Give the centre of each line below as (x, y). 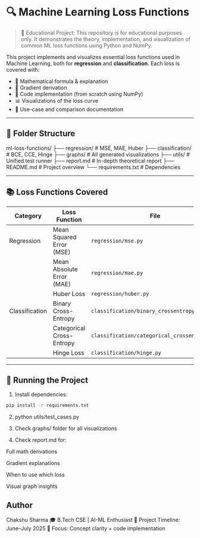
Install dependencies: (41, 395)
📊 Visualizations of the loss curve (57, 100)
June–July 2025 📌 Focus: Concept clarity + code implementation (86, 528)
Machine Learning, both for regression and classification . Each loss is (93, 63)
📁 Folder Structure (41, 133)
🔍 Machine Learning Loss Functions (98, 12)
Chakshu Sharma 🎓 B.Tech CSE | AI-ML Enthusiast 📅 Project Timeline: (93, 520)
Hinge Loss (68, 352)
